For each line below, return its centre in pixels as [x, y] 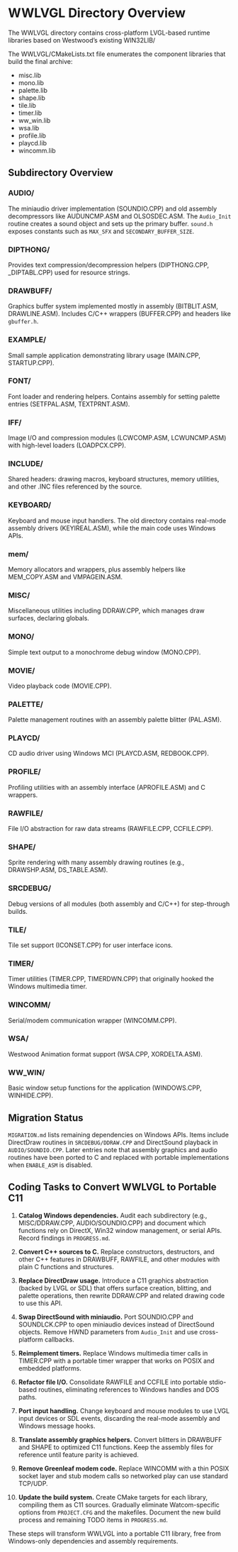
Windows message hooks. [57, 1426]
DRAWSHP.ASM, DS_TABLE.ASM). [58, 870]
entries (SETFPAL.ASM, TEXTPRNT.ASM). [69, 404]
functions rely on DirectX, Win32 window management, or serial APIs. [120, 1230]
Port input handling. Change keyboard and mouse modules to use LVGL [124, 1411]
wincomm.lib [37, 150]
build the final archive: [40, 61]
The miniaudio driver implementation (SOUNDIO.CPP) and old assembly [113, 208]
